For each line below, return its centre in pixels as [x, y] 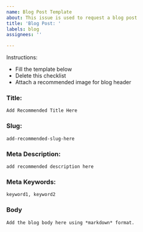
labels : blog [23, 29]
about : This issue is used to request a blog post [72, 18]
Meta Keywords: [31, 182]
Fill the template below [44, 69]
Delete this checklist [40, 76]
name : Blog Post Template [39, 12]
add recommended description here [50, 167]
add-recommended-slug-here [40, 139]
